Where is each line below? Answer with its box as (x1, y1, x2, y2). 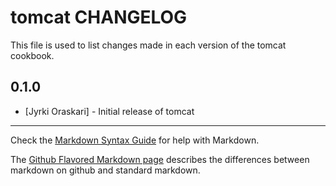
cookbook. (10, 49, 55, 61)
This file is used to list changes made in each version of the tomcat (10, 39, 287, 51)
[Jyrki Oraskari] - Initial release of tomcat (24, 105, 195, 117)
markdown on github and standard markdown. (10, 164, 201, 176)
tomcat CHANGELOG (10, 6, 188, 29)
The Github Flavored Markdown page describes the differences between (10, 153, 310, 165)
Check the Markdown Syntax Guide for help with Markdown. (10, 134, 260, 146)
